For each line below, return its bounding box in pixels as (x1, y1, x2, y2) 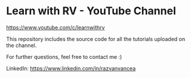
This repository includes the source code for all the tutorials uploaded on (6, 35, 186, 42)
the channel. (6, 42, 37, 49)
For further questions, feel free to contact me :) (6, 53, 122, 60)
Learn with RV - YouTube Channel (6, 4, 176, 18)
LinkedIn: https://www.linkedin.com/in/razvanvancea (6, 64, 136, 72)
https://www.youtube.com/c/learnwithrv (6, 24, 105, 31)
